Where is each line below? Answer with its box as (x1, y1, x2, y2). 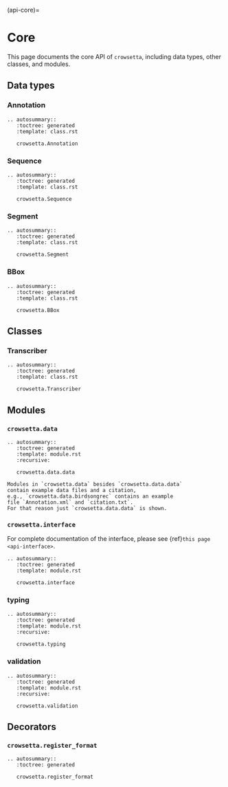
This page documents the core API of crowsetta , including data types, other (7, 52, 222, 60)
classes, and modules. (7, 60, 71, 68)
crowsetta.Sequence (16, 195, 72, 202)
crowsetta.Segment (16, 251, 69, 258)
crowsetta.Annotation (16, 140, 78, 147)
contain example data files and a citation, (7, 487, 137, 494)
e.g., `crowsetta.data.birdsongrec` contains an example (7, 493, 174, 500)
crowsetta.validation (16, 702, 78, 709)
